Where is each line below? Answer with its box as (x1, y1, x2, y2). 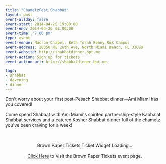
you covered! (5, 101, 33, 107)
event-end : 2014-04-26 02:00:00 (5, 26, 73, 31)
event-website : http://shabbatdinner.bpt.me (5, 49, 100, 54)
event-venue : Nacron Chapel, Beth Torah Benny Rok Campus (5, 40, 130, 45)
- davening (5, 78, 28, 83)
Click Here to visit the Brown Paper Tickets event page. (27, 153, 142, 159)
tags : (5, 68, 17, 73)
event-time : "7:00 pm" (5, 31, 53, 36)
